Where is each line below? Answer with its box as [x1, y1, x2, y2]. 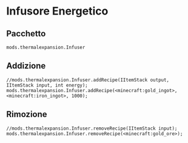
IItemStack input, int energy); [6, 82, 88, 88]
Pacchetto [6, 28, 46, 39]
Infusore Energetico [6, 4, 109, 18]
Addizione [6, 61, 46, 71]
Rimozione [6, 109, 47, 119]
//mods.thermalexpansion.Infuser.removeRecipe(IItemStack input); [6, 125, 178, 131]
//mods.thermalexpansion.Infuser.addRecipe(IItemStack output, [6, 77, 170, 83]
